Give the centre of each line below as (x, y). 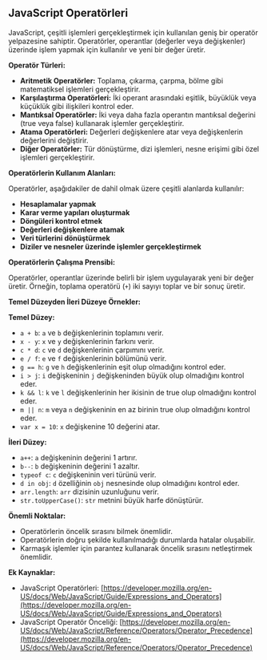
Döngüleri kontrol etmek (61, 221)
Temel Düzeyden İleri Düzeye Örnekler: (75, 302)
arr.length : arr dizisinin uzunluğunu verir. (90, 492)
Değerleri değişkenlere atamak (72, 229)
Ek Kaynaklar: (32, 572)
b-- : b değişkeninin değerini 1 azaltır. (80, 466)
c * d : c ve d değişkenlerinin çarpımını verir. (92, 350)
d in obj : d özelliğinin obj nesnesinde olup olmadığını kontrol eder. (130, 483)
